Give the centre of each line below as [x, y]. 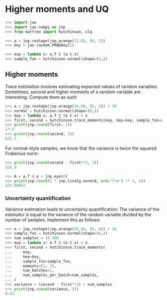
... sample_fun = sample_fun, [39, 261]
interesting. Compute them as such [41, 97]
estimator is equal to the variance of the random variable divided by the [78, 214]
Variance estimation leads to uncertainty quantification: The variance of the [83, 209]
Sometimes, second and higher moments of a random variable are [73, 92]
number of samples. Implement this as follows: [53, 220]
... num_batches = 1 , [30, 271]
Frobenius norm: [22, 153]
